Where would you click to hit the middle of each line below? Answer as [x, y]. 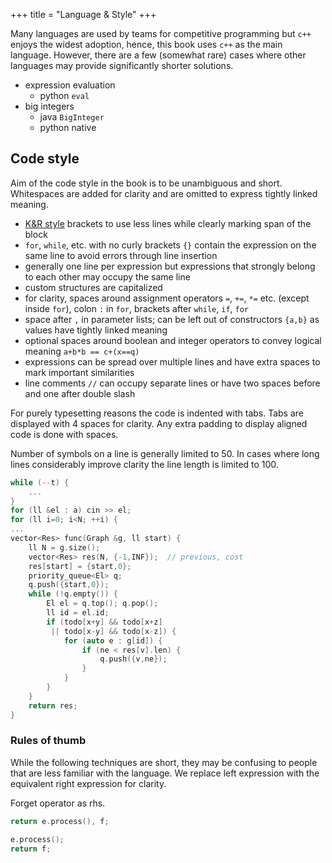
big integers [49, 106]
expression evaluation [70, 85]
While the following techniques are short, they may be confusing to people [164, 762]
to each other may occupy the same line [107, 276]
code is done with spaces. [64, 434]
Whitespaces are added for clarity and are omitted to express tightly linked [164, 193]
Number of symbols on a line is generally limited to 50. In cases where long [165, 453]
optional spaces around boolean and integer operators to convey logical [173, 340]
